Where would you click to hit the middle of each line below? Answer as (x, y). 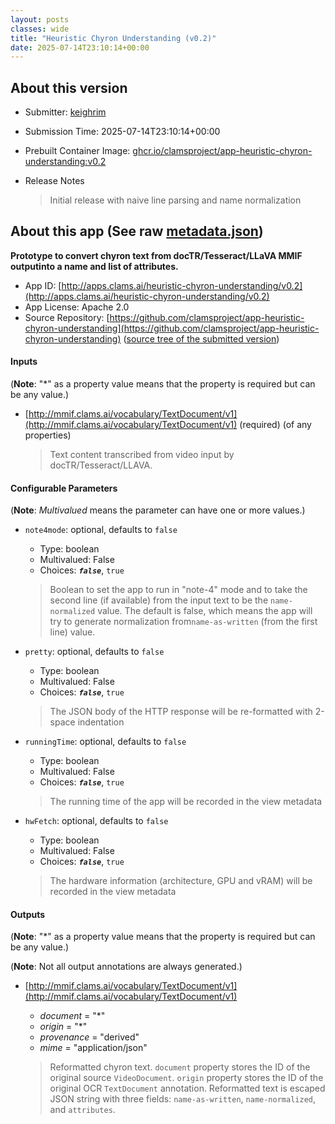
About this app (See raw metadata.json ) (137, 231)
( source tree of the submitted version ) (201, 338)
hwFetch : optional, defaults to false (96, 821)
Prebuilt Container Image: (77, 151)
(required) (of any (275, 425)
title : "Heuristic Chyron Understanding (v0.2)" (113, 38)
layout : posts (40, 19)
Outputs (28, 914)
